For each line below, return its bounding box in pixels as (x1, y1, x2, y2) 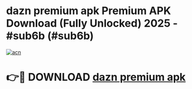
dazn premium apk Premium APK (6, 4, 171, 18)
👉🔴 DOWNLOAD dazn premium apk (6, 71, 186, 84)
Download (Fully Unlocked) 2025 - (6, 17, 178, 30)
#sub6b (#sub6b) (6, 29, 94, 42)
